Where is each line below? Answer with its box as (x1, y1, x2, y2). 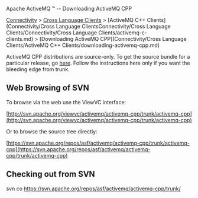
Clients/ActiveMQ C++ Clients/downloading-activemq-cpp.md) (6, 41, 160, 49)
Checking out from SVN (6, 169, 96, 180)
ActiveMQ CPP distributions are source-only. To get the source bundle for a (6, 53, 190, 60)
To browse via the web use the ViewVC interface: (6, 98, 126, 106)
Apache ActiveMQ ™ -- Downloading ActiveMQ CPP (6, 5, 132, 12)
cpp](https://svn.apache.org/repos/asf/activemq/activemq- (6, 145, 151, 153)
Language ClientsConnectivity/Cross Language (56, 23, 171, 30)
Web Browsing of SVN (6, 83, 90, 93)
